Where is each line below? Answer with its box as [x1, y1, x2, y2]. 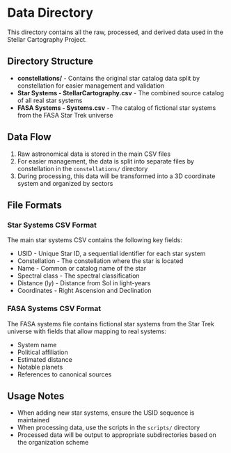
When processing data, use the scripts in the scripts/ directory [17, 423, 200, 432]
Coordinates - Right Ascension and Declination [17, 287, 152, 295]
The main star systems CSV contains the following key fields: [7, 236, 182, 244]
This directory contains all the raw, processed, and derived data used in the [7, 28, 224, 36]
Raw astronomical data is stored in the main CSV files [17, 150, 171, 158]
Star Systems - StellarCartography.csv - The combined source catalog [17, 88, 225, 97]
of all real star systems [17, 96, 83, 104]
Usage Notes [7, 390, 65, 402]
